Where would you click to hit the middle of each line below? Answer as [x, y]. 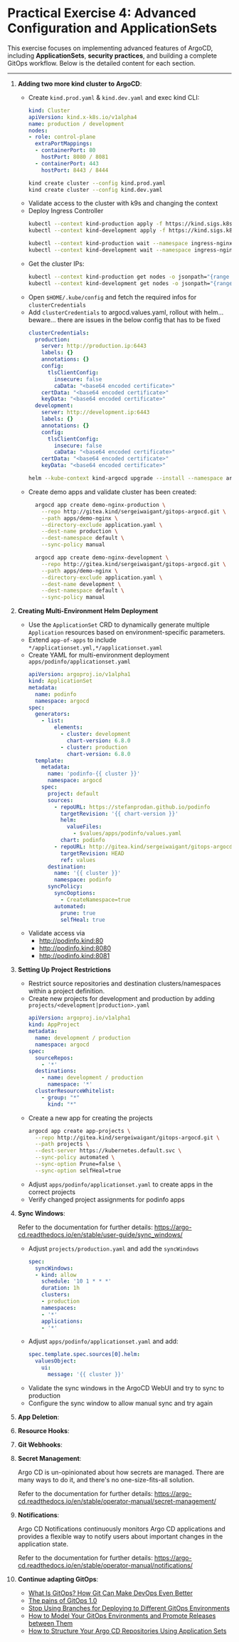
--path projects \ [62, 1144]
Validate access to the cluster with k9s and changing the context [123, 203]
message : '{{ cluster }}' [86, 1375]
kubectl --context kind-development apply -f [97, 231]
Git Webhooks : [40, 1445]
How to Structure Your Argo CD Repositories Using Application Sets [127, 1631]
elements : [68, 728]
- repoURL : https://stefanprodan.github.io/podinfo [132, 807]
